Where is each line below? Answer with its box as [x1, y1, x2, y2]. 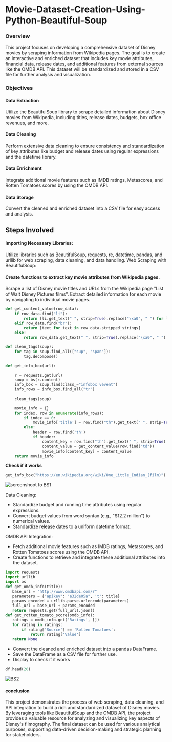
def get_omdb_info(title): [5, 584, 63, 589]
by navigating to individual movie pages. [5, 297, 91, 303]
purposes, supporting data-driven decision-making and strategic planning [5, 726, 162, 732]
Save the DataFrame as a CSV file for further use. [12, 651, 117, 657]
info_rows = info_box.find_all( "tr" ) [14, 387, 95, 392]
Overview [5, 33, 30, 40]
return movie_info [14, 453, 54, 459]
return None [12, 636, 38, 642]
